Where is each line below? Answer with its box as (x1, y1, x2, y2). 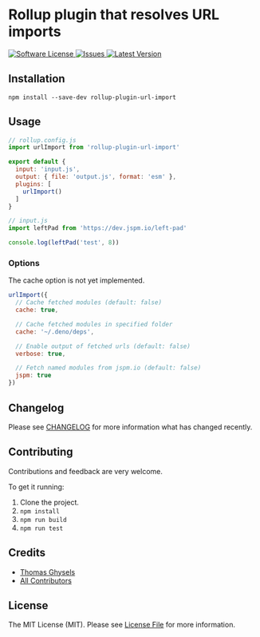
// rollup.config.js (8, 136, 77, 144)
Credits (8, 546, 46, 560)
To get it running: (8, 481, 65, 492)
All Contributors (19, 576, 72, 585)
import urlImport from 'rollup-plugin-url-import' (8, 144, 180, 152)
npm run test (19, 524, 64, 532)
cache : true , (15, 306, 59, 315)
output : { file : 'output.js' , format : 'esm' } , (15, 173, 177, 181)
